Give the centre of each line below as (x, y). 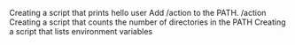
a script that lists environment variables (81, 31)
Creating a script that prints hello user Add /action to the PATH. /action (138, 13)
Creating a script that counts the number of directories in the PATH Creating (147, 22)
